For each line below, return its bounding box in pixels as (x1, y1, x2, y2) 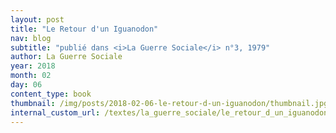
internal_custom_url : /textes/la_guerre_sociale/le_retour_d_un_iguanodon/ (10, 107, 333, 118)
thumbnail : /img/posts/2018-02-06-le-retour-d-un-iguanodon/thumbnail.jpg (10, 98, 329, 108)
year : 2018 (10, 61, 56, 71)
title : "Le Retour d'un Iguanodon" (10, 24, 159, 34)
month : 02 (10, 71, 52, 81)
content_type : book (10, 89, 92, 99)
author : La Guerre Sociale (10, 52, 123, 62)
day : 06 (10, 80, 43, 90)
